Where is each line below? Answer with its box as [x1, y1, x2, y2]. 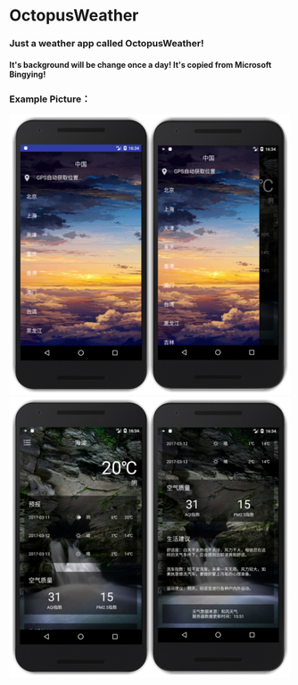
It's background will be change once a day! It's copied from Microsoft [9, 59, 272, 70]
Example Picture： [9, 93, 91, 105]
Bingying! [9, 69, 46, 79]
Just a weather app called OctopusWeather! [9, 37, 204, 50]
